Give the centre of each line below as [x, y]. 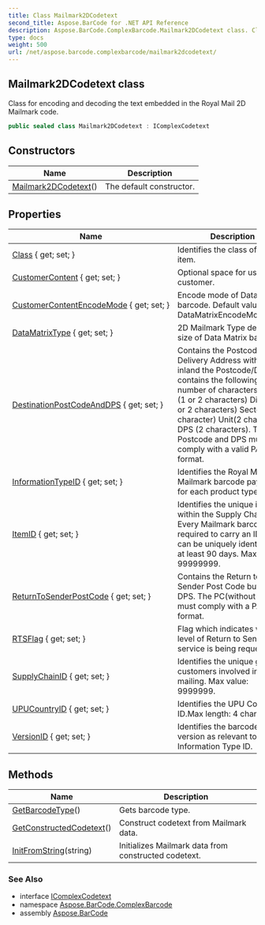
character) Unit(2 [209, 419]
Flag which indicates [215, 629]
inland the [196, 370]
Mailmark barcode [211, 482]
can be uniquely [207, 544]
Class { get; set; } [44, 255]
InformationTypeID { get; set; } [68, 482]
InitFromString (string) [52, 851]
